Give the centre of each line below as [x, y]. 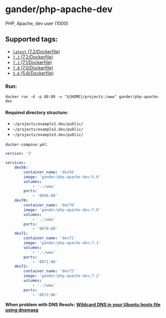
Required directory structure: [37, 112]
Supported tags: [32, 39]
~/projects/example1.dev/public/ [48, 124]
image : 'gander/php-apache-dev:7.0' [62, 210]
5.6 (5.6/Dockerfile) [33, 73]
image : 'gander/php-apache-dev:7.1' [62, 243]
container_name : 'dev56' [50, 172]
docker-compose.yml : [26, 144]
